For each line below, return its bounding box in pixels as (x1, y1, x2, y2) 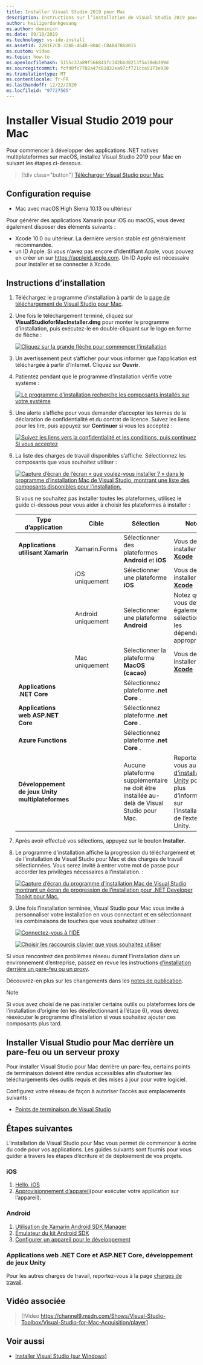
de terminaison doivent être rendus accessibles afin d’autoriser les (6, 1070, 172, 1077)
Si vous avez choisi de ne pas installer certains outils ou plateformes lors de (6, 1001, 195, 1008)
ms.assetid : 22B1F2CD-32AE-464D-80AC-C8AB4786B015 (6, 43, 137, 49)
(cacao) (123, 669, 147, 677)
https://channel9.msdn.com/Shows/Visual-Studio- (40, 1312, 166, 1320)
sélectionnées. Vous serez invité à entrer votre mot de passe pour (14, 862, 179, 869)
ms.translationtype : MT (6, 71, 66, 77)
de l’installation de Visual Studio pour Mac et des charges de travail (14, 855, 183, 863)
